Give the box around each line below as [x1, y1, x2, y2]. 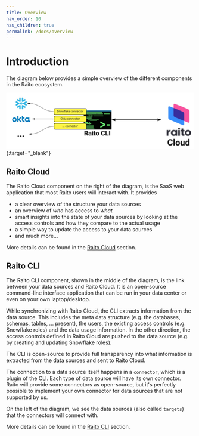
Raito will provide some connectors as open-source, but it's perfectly [6, 381, 176, 388]
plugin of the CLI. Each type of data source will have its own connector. [6, 375, 181, 382]
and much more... [14, 232, 58, 239]
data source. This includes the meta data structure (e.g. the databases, [6, 314, 181, 321]
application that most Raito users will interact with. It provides [6, 188, 157, 196]
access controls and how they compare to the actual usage [14, 219, 161, 227]
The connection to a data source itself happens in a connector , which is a [6, 369, 186, 376]
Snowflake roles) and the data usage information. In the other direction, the [6, 326, 191, 333]
